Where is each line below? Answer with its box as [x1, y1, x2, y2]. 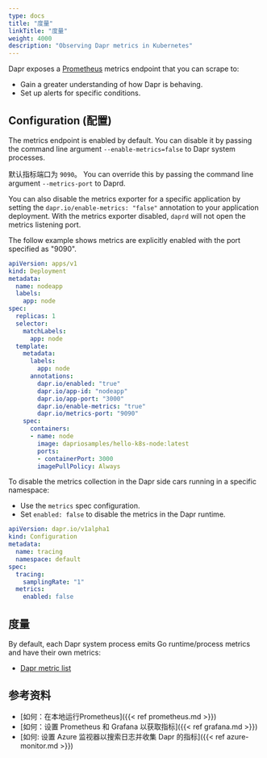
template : [15, 342, 48, 350]
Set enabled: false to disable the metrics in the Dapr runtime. [19, 509, 226, 519]
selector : [15, 320, 48, 328]
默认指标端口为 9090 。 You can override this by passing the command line [8, 169, 254, 178]
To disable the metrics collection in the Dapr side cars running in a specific [8, 477, 257, 487]
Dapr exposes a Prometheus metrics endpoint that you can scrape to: [8, 64, 240, 73]
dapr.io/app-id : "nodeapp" [37, 387, 128, 396]
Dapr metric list [19, 664, 72, 672]
